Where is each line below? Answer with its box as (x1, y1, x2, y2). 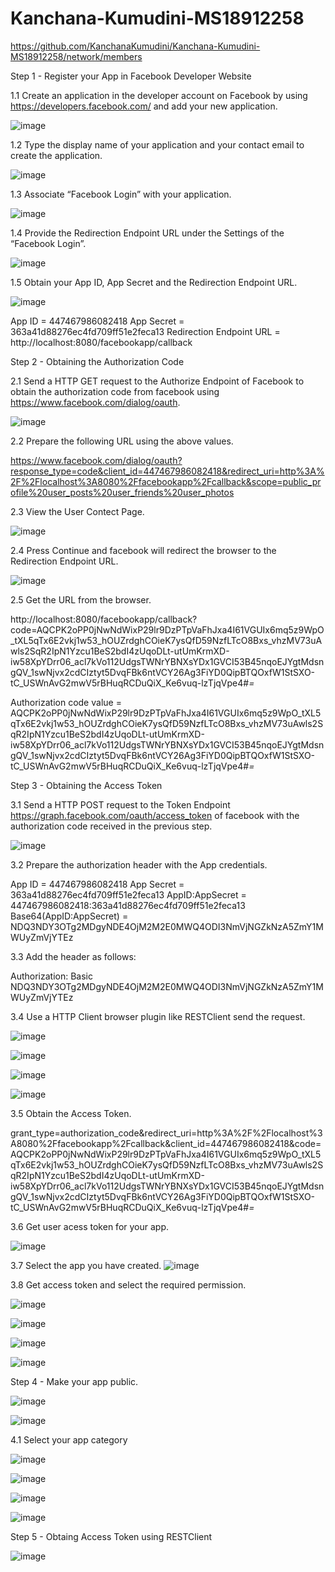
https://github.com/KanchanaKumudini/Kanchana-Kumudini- (10, 40, 261, 52)
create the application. (10, 149, 103, 161)
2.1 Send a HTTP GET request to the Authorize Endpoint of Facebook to (10, 375, 305, 387)
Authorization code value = (10, 696, 122, 708)
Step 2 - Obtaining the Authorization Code (10, 355, 185, 367)
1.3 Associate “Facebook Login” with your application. (10, 188, 232, 200)
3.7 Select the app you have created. (10, 1259, 162, 1271)
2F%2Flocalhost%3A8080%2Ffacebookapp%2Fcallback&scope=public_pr (10, 475, 322, 487)
